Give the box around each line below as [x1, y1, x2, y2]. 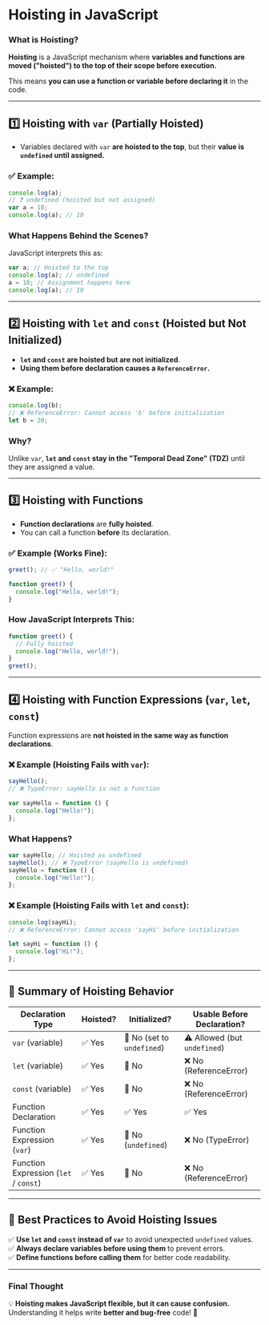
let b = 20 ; [8, 416, 48, 424]
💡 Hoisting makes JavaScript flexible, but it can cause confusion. [8, 1299, 230, 1308]
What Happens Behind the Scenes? [8, 230, 149, 241]
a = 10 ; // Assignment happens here [8, 279, 130, 287]
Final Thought [8, 1280, 64, 1291]
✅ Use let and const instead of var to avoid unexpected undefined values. [8, 1234, 254, 1244]
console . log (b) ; [8, 402, 62, 410]
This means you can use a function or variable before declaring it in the [8, 76, 249, 86]
